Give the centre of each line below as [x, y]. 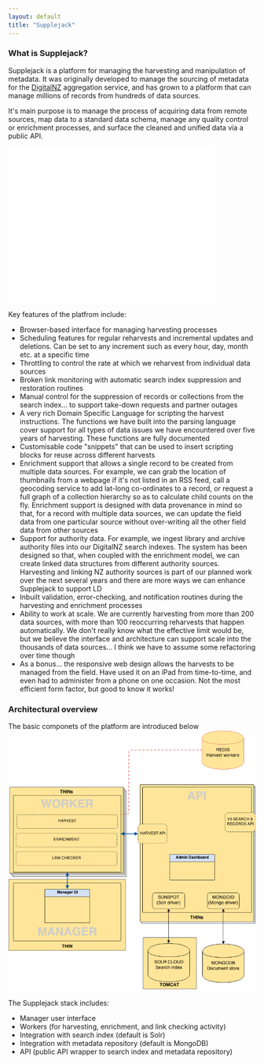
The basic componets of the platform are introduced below [103, 727]
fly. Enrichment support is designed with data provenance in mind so [130, 505]
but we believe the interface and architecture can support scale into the [135, 639]
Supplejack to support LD [60, 588]
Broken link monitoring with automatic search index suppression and [130, 379]
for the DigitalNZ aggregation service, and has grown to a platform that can [130, 87]
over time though [47, 655]
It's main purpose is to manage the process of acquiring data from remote [128, 111]
